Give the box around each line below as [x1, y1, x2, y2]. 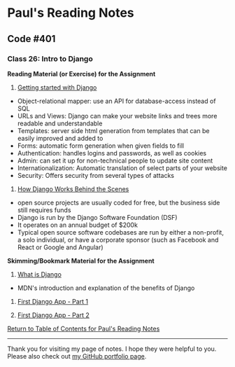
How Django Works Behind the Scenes [17, 184, 129, 193]
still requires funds [17, 205, 71, 214]
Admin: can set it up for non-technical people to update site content [17, 156, 213, 165]
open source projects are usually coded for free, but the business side [17, 198, 220, 207]
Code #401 [7, 33, 56, 45]
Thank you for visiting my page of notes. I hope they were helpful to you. [7, 345, 217, 353]
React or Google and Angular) [17, 243, 104, 251]
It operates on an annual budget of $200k [17, 221, 138, 229]
